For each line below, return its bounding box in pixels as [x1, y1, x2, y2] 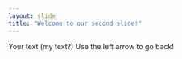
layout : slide [8, 11, 56, 20]
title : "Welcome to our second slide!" [8, 19, 143, 27]
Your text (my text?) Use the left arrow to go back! [8, 41, 175, 51]
